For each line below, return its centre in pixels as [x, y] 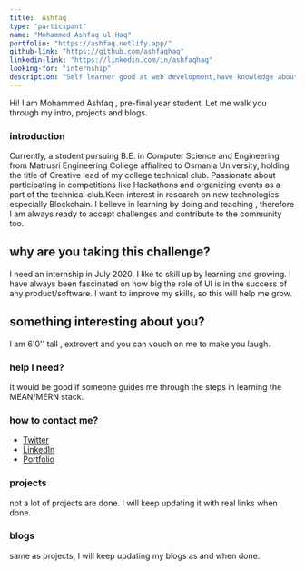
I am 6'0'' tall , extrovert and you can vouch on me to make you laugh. [140, 344]
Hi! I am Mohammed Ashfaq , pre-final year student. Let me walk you [138, 103]
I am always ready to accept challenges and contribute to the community [146, 214]
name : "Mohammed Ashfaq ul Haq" [70, 35]
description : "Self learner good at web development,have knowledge [142, 77]
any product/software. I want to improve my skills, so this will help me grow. [151, 293]
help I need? [37, 367]
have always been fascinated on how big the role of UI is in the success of [148, 284]
